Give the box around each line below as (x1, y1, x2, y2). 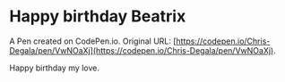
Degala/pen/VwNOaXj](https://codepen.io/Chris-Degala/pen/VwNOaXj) (9, 45, 274, 55)
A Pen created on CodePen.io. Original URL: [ (9, 36, 177, 46)
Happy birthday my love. (9, 62, 100, 73)
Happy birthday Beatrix (9, 6, 186, 27)
